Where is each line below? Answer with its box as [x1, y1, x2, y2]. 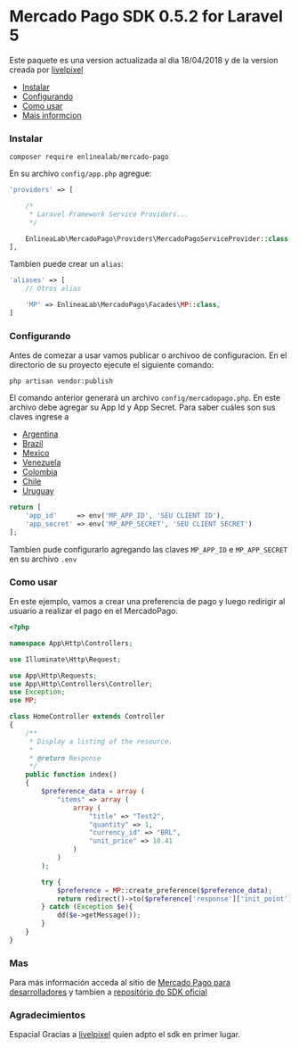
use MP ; [9, 696, 38, 705]
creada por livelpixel [9, 64, 84, 75]
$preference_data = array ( [41, 787, 145, 796]
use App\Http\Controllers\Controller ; [9, 679, 153, 688]
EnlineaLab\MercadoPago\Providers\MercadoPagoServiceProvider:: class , [25, 234, 293, 243]
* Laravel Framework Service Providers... [28, 210, 190, 219]
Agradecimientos [9, 1009, 86, 1021]
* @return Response [28, 753, 101, 762]
